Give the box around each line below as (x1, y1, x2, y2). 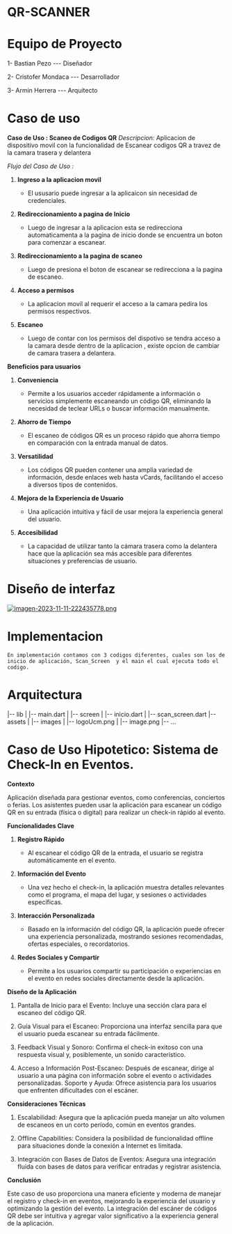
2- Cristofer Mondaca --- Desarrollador (7, 73, 120, 81)
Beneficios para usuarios (7, 363, 81, 371)
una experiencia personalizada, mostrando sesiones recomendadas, (27, 932, 224, 940)
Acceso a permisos (17, 287, 74, 295)
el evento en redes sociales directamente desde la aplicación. (27, 974, 205, 982)
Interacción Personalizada (17, 911, 95, 920)
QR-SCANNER (7, 4, 90, 20)
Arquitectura (7, 687, 83, 703)
